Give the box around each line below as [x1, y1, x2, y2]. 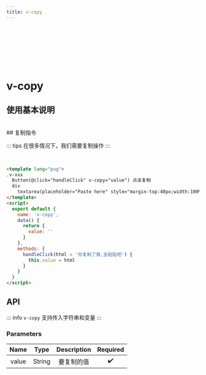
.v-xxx [6, 172, 23, 178]
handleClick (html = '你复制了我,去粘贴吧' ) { [22, 251, 133, 257]
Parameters [6, 329, 42, 338]
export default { [12, 206, 56, 212]
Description [56, 346, 91, 354]
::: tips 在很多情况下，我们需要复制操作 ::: [6, 142, 110, 149]
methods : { [17, 246, 45, 252]
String [32, 357, 51, 365]
